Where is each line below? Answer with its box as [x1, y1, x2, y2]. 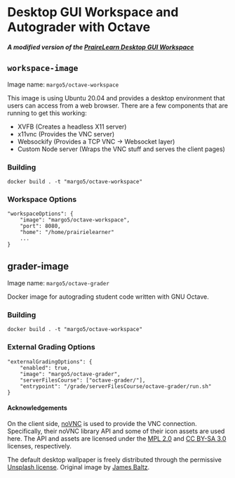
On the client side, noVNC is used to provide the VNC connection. [7, 419, 198, 427]
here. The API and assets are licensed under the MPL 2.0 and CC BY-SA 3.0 [7, 434, 227, 443]
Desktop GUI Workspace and [7, 4, 179, 20]
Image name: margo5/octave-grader [7, 279, 110, 287]
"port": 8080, [20, 223, 61, 230]
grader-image [7, 260, 69, 272]
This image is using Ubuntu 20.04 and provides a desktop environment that [7, 93, 226, 102]
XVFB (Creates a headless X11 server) [17, 122, 127, 131]
